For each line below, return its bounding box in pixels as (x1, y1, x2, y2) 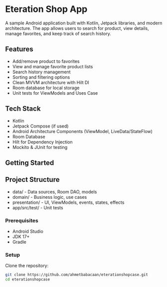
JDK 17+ (12, 234, 30, 240)
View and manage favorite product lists (12, 63, 93, 69)
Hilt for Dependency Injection (12, 139, 73, 145)
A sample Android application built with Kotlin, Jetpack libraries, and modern (5, 20, 163, 26)
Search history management (12, 69, 71, 75)
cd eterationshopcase (5, 277, 50, 282)
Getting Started (5, 158, 54, 167)
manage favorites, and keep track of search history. (5, 30, 111, 36)
